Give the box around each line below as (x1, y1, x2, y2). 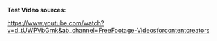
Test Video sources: (7, 6, 66, 14)
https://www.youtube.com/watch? (7, 19, 104, 27)
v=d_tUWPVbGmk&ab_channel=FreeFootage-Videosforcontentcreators (7, 27, 210, 34)
